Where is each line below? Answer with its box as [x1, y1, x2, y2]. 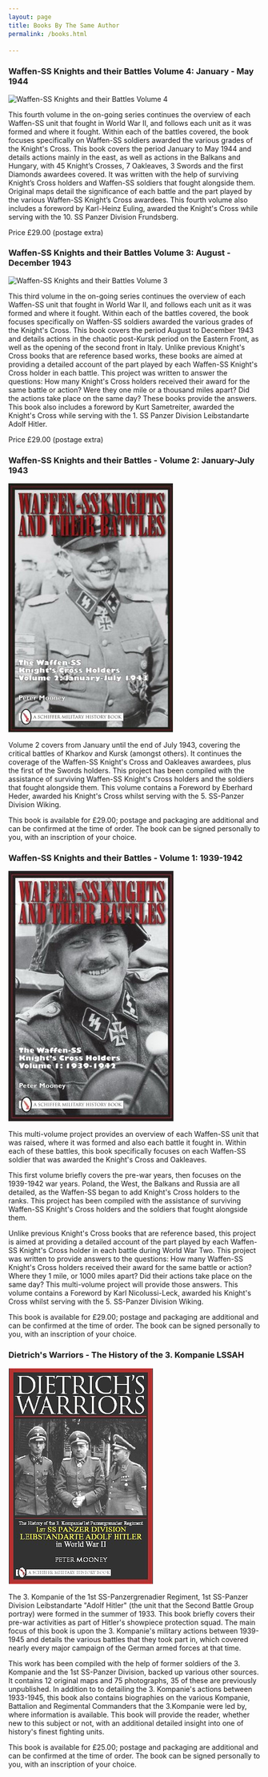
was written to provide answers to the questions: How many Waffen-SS [8, 1254, 244, 1264]
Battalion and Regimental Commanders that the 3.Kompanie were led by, [8, 1701, 247, 1710]
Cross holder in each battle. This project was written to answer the [8, 367, 228, 377]
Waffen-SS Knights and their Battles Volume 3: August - [8, 247, 231, 258]
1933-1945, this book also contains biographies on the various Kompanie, [8, 1693, 250, 1702]
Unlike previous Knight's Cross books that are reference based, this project [8, 1228, 256, 1239]
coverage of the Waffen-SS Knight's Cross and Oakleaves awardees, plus [8, 757, 252, 767]
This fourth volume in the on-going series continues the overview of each [8, 109, 250, 120]
